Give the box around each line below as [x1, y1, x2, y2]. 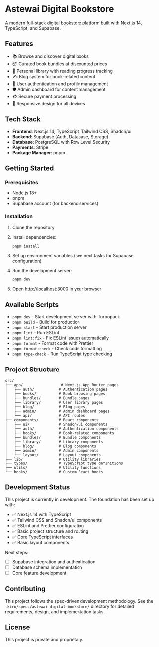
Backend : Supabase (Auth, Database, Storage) [12, 133, 109, 140]
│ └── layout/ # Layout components [5, 452, 101, 457]
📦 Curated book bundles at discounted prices [12, 61, 108, 67]
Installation [5, 213, 33, 220]
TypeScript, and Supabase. [5, 25, 61, 31]
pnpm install [12, 244, 40, 249]
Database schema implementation [12, 564, 82, 570]
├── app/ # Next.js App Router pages [5, 382, 119, 387]
